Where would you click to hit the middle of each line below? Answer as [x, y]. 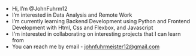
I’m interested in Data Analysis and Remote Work [72, 15]
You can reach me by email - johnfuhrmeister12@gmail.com [86, 46]
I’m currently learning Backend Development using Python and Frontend [101, 21]
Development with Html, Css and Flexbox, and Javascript [82, 27]
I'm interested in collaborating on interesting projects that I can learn [96, 34]
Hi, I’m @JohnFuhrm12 [40, 9]
